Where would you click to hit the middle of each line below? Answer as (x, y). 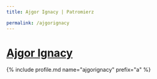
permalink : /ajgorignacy (38, 23)
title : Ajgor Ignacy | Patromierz (50, 12)
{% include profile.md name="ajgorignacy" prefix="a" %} (79, 70)
